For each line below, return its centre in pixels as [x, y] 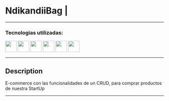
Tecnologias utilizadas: [34, 33]
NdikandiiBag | [36, 11]
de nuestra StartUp [25, 88]
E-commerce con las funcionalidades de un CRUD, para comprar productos [83, 83]
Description [24, 71]
